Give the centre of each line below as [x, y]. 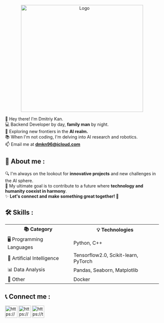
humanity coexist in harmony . [36, 191]
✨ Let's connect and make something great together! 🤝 [62, 196]
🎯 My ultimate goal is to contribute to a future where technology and [74, 185]
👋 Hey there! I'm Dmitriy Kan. [34, 119]
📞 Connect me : [28, 297]
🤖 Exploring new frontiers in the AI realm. [47, 131]
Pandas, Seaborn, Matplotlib [106, 270]
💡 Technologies [115, 230]
